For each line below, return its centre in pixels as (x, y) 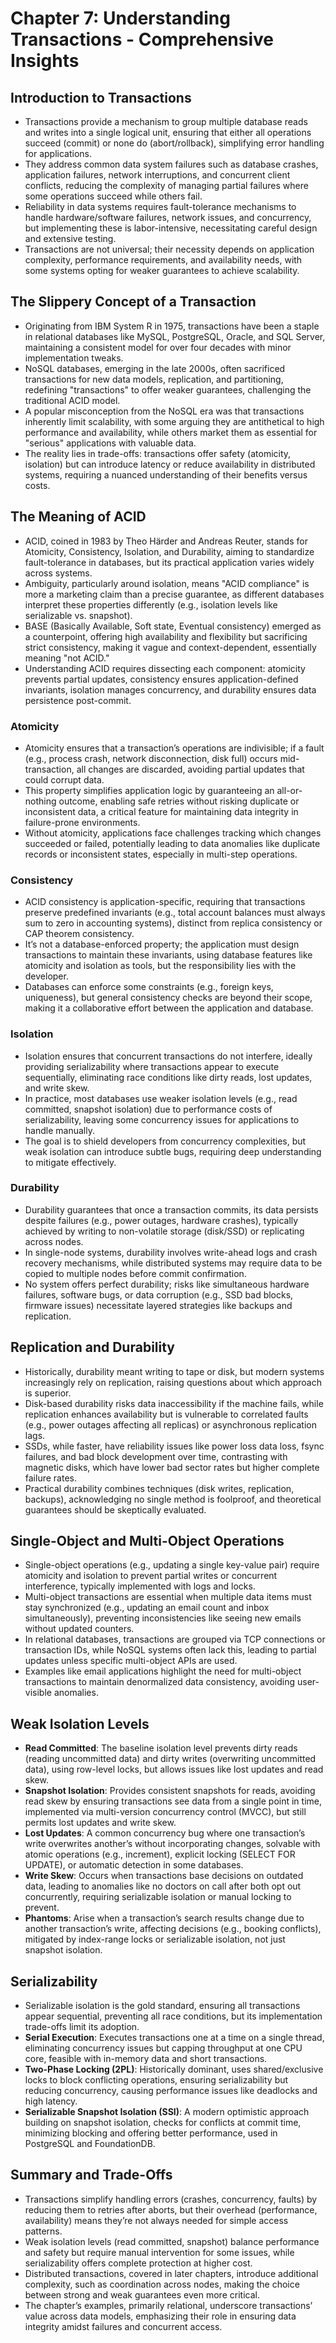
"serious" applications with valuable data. (110, 443)
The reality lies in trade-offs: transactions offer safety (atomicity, (158, 453)
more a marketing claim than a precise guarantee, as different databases (174, 594)
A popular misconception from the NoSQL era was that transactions (164, 411)
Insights (45, 61)
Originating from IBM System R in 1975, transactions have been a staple (172, 326)
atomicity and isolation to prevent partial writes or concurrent (151, 1576)
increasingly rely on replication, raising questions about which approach (173, 1382)
